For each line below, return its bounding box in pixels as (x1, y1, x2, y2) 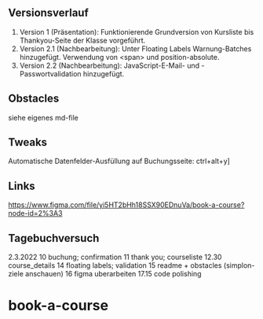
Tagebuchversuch (8, 232, 100, 245)
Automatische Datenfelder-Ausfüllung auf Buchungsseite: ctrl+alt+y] (8, 157, 230, 166)
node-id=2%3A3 (8, 209, 63, 218)
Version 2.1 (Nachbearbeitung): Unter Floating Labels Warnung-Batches (19, 43, 252, 54)
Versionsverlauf (8, 6, 89, 20)
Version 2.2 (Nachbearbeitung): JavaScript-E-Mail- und (19, 61, 200, 70)
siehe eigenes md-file (8, 113, 79, 122)
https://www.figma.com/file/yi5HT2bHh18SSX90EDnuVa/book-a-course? (8, 200, 245, 210)
